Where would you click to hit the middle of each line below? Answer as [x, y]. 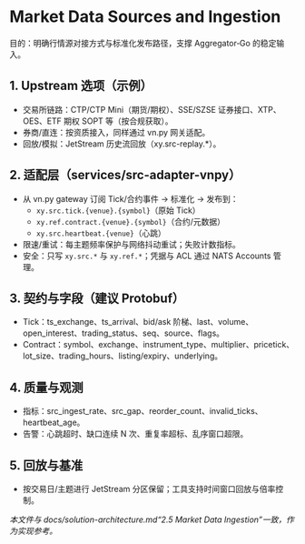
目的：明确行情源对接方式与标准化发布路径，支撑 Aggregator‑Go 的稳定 [143, 43]
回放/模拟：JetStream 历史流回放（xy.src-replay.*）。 [122, 144]
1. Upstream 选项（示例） [81, 86]
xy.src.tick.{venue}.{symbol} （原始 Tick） [118, 210]
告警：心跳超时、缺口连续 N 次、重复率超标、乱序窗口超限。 [135, 434]
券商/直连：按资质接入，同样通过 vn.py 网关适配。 [116, 132]
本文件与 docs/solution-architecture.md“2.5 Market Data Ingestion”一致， [148, 519]
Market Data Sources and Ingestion [145, 17]
